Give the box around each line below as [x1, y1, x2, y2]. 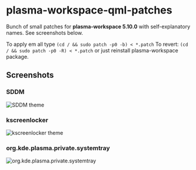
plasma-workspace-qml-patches [6, 4, 172, 17]
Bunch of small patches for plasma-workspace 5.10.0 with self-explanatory [6, 23, 190, 30]
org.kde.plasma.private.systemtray [6, 144, 110, 152]
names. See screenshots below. [6, 29, 84, 36]
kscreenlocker [6, 116, 48, 124]
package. [6, 53, 29, 60]
